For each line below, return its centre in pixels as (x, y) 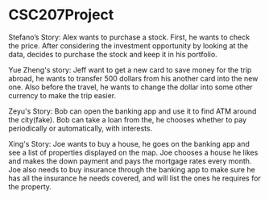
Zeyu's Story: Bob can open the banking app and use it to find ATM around (132, 111)
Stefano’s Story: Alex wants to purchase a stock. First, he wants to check (129, 37)
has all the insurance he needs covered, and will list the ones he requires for (135, 178)
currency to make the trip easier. (62, 95)
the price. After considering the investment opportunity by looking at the (128, 45)
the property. (30, 186)
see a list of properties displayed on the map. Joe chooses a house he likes (133, 152)
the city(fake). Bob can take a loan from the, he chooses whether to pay (128, 119)
